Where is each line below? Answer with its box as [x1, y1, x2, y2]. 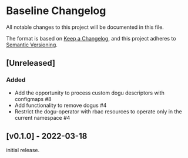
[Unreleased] [6, 58, 56, 68]
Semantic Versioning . [6, 41, 58, 48]
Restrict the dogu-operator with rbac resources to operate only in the [14, 107, 182, 115]
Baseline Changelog [6, 4, 106, 18]
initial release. [6, 147, 40, 154]
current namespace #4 [14, 114, 70, 121]
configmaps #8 [14, 95, 52, 102]
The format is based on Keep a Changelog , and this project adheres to [6, 35, 176, 42]
